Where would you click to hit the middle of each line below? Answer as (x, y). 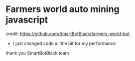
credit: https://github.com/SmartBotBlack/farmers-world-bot (68, 33)
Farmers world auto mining (63, 9)
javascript (27, 20)
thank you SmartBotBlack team (37, 53)
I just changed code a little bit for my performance (64, 43)
